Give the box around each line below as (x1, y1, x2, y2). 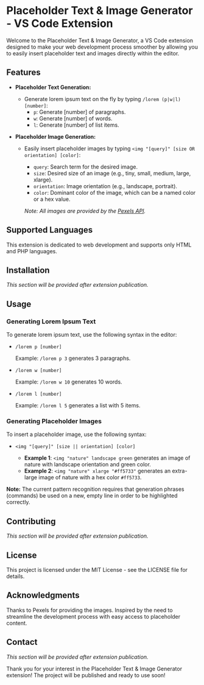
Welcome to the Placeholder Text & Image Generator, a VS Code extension (6, 37, 194, 44)
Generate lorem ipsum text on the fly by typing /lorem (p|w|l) (24, 95, 181, 102)
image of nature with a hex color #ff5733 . (38, 474, 142, 481)
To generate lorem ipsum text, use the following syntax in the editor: (6, 331, 177, 339)
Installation (6, 265, 50, 275)
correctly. (6, 499, 30, 506)
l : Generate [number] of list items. (33, 121, 120, 128)
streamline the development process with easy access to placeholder (6, 613, 181, 620)
